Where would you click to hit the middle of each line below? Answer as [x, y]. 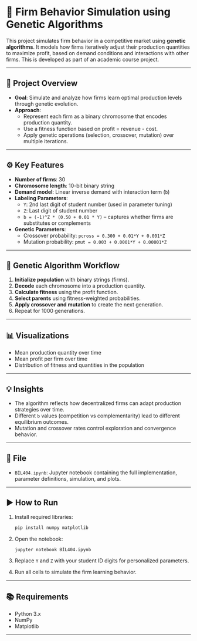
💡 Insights [25, 389]
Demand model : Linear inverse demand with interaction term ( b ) [92, 192]
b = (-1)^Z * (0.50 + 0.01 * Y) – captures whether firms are [98, 217]
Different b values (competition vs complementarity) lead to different [97, 416]
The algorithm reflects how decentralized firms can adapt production [98, 403]
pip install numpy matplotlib [52, 528]
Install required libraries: [44, 517]
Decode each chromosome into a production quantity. [80, 286]
